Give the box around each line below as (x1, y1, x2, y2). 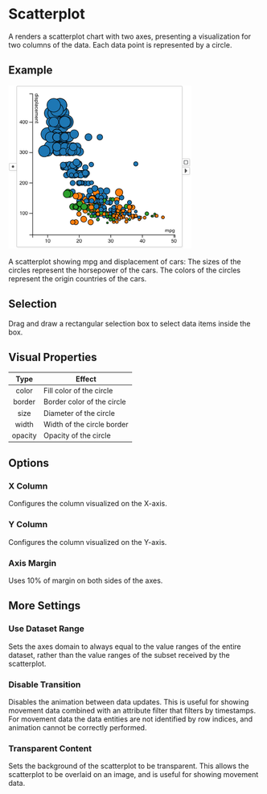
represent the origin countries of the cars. (8, 273, 147, 283)
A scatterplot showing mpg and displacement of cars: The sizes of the (8, 256, 241, 266)
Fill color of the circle (43, 386, 113, 396)
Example (8, 64, 53, 77)
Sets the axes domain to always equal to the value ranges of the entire (8, 642, 241, 651)
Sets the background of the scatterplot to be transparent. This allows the (8, 761, 249, 771)
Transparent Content (8, 742, 92, 754)
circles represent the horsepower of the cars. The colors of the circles (8, 265, 241, 275)
